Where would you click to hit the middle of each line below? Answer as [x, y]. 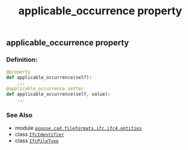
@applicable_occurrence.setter [45, 89]
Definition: [22, 60]
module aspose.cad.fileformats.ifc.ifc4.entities [78, 128]
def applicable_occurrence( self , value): [58, 94]
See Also [19, 115]
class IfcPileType [37, 140]
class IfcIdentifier [39, 135]
